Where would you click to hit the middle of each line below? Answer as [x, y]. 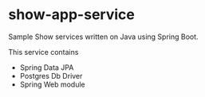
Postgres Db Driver [51, 76]
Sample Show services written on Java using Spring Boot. [103, 37]
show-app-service [72, 15]
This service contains [43, 52]
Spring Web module [52, 84]
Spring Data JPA [47, 67]
